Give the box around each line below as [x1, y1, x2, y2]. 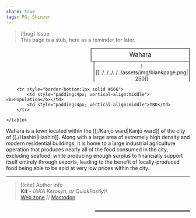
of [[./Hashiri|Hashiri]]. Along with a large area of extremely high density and [6, 133, 190, 140]
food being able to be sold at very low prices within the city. [6, 164, 150, 171]
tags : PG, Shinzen [6, 14, 51, 20]
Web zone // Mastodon [20, 193, 76, 200]
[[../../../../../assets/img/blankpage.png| [95, 68, 188, 76]
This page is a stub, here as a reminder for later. [20, 36, 136, 43]
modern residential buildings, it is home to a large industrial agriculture [6, 140, 176, 147]
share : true [6, 8, 35, 15]
